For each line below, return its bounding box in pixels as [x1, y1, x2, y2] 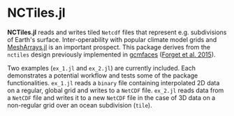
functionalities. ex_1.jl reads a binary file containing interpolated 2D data [7, 78, 220, 87]
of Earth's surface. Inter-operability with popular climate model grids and [7, 35, 217, 43]
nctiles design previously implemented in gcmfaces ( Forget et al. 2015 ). [7, 50, 216, 59]
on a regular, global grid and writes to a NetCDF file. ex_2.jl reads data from [7, 86, 224, 94]
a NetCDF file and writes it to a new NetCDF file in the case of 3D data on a [7, 93, 216, 102]
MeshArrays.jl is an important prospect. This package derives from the [7, 43, 211, 51]
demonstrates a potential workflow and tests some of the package [7, 71, 198, 80]
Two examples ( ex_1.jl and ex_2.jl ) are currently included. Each [7, 64, 196, 72]
